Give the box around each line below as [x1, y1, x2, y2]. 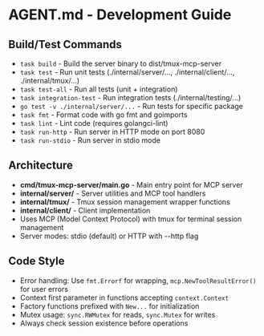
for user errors [19, 284, 68, 293]
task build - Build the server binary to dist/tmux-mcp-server [19, 59, 222, 68]
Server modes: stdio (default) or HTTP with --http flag [19, 231, 199, 241]
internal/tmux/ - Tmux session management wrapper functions [19, 196, 230, 206]
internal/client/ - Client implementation [19, 205, 151, 215]
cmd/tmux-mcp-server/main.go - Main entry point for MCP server [19, 180, 243, 189]
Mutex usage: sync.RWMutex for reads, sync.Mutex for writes [19, 310, 216, 319]
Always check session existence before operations [19, 318, 189, 328]
